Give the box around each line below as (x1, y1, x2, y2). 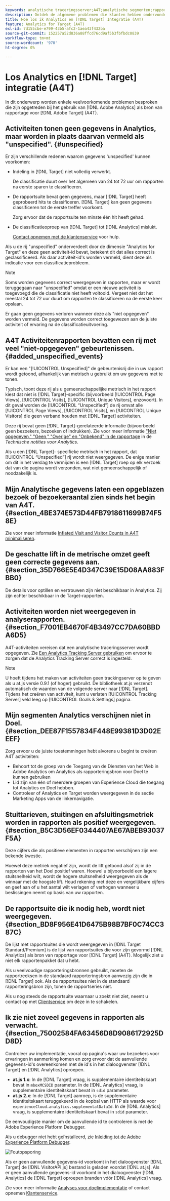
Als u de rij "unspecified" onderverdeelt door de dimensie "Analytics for (5, 244, 155, 250)
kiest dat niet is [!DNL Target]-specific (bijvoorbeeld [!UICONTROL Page (5, 391, 156, 397)
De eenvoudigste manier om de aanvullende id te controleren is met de (5, 1118, 153, 1125)
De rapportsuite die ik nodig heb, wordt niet (5, 904, 145, 913)
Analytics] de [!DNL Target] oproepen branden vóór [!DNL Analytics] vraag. (5, 1175, 163, 1181)
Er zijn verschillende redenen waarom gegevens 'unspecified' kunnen (5, 153, 151, 159)
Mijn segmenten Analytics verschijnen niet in (5, 711, 151, 719)
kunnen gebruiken (12, 774, 51, 780)
